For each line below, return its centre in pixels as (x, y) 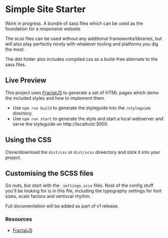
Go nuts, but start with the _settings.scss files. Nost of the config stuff (79, 185)
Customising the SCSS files (49, 173)
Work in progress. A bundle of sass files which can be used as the (74, 23)
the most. (15, 49)
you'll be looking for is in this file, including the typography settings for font (83, 191)
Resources (19, 219)
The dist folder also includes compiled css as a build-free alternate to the (81, 59)
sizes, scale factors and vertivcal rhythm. (48, 196)
